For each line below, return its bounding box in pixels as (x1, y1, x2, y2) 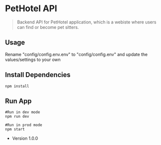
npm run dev (5, 114, 29, 119)
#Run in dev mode (5, 110, 40, 115)
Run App (5, 97, 32, 105)
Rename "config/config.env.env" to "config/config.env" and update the (5, 51, 148, 57)
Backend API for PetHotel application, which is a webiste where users (17, 19, 157, 25)
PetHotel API (5, 3, 57, 14)
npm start (5, 127, 25, 132)
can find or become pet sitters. (17, 24, 79, 30)
